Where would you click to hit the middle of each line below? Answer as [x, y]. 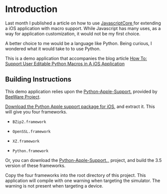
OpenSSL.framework [31, 131]
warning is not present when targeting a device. [54, 185]
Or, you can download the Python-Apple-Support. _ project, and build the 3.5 [83, 160]
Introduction [31, 9]
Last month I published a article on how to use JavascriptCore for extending [83, 23]
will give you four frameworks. [36, 111]
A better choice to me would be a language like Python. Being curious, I [79, 43]
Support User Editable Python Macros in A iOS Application [65, 63]
